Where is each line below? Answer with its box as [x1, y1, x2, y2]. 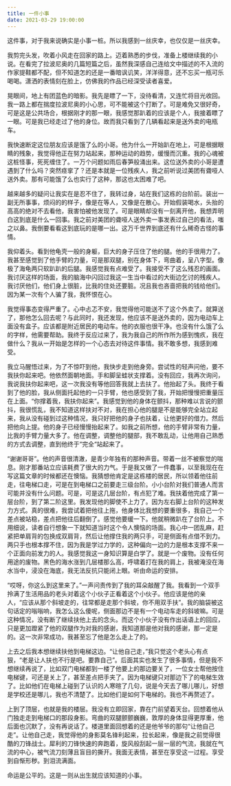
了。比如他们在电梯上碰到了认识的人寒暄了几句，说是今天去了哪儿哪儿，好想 [7, 681, 224, 690]
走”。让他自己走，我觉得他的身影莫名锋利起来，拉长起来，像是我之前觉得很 [7, 730, 221, 739]
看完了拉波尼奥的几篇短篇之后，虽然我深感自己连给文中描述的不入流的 [25, 59, 224, 67]
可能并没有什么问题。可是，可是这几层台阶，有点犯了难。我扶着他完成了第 [7, 489, 218, 497]
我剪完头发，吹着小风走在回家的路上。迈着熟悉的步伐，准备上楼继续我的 [7, 51, 212, 59]
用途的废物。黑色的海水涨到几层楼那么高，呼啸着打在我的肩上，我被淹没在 [7, 557, 218, 566]
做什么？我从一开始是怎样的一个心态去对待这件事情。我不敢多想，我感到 [7, 339, 212, 348]
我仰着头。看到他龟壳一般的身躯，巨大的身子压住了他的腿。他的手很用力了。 [7, 247, 224, 255]
